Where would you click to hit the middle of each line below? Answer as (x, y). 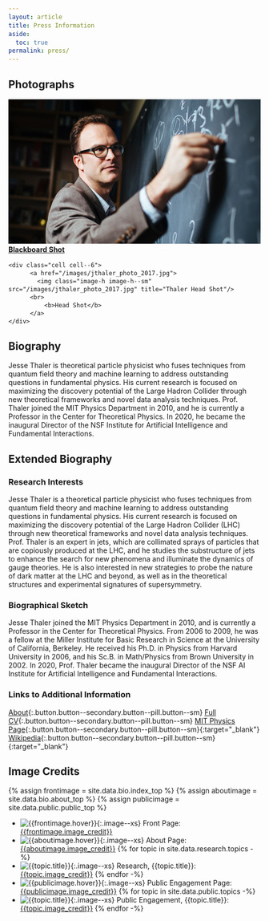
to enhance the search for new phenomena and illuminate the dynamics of (131, 558)
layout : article (35, 17)
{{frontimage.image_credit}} (66, 832)
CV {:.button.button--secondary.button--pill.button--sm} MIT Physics (122, 720)
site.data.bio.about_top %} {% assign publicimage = (94, 799)
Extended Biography (60, 458)
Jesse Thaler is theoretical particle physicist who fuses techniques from (127, 366)
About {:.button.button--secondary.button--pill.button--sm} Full (112, 712)
